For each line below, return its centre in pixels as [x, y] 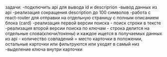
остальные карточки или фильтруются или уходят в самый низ [72, 44]
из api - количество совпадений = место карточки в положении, [74, 39]
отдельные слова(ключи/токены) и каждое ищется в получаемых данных [84, 33]
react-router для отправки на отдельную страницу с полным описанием [82, 18]
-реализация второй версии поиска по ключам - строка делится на [77, 28]
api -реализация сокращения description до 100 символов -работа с [78, 12]
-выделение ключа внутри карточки [44, 49]
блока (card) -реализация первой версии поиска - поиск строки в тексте [83, 23]
